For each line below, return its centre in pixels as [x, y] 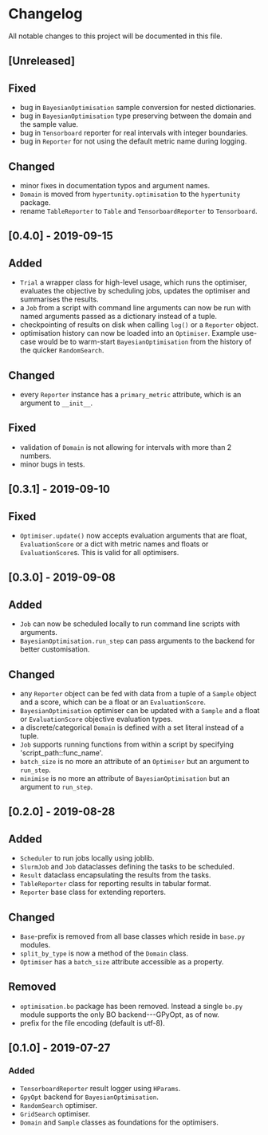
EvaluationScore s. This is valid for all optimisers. [99, 552]
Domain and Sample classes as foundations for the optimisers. [119, 1122]
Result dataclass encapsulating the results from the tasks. [115, 875]
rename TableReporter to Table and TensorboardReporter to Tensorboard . [138, 211]
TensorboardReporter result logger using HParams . [100, 1088]
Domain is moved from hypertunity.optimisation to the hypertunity [130, 194]
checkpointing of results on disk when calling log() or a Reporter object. [139, 325]
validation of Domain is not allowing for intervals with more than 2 [126, 447]
